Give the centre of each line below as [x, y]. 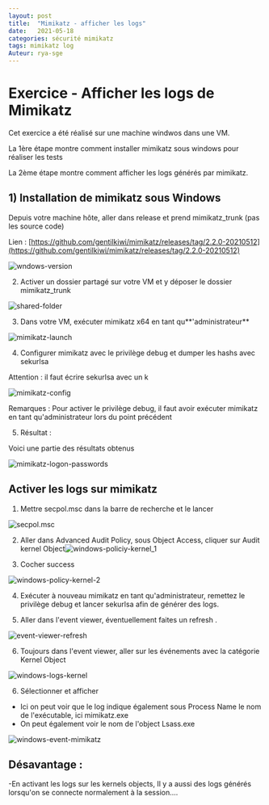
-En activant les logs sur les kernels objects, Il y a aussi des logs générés [130, 784]
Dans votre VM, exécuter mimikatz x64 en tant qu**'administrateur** [134, 321]
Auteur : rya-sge [36, 53]
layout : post [30, 16]
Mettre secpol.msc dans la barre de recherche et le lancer [117, 509]
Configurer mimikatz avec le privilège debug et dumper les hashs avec [138, 353]
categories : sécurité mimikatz [61, 38]
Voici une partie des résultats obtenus [71, 448]
